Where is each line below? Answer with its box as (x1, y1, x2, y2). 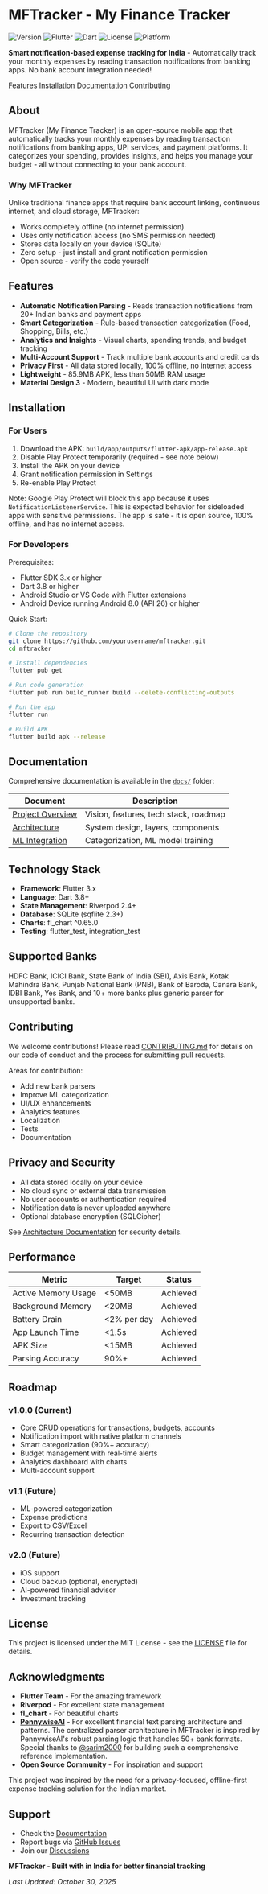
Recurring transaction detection (19, 1530, 125, 1539)
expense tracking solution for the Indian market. (8, 1784, 167, 1793)
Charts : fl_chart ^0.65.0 (19, 918, 99, 928)
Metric (41, 1274, 67, 1285)
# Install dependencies (8, 659, 88, 667)
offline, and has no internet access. (8, 519, 125, 529)
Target (116, 1274, 142, 1285)
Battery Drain (12, 1314, 63, 1325)
